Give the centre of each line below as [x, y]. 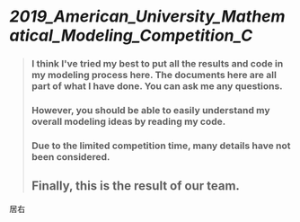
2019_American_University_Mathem [147, 17]
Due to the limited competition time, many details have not [161, 146]
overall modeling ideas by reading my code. [128, 121]
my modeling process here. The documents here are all [154, 75]
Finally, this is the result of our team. [136, 186]
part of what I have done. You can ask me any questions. [157, 86]
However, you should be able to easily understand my [151, 111]
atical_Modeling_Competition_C [131, 36]
